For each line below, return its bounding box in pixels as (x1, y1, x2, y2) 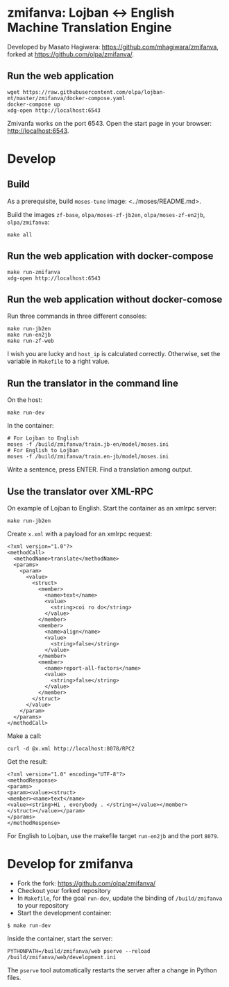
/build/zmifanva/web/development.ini (7, 954, 117, 961)
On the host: (7, 396, 43, 404)
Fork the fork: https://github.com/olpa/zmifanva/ (17, 878, 156, 888)
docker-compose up (7, 101, 60, 108)
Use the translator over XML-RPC (7, 486, 154, 497)
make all (7, 231, 33, 238)
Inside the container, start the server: (7, 934, 113, 942)
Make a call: (7, 732, 42, 740)
